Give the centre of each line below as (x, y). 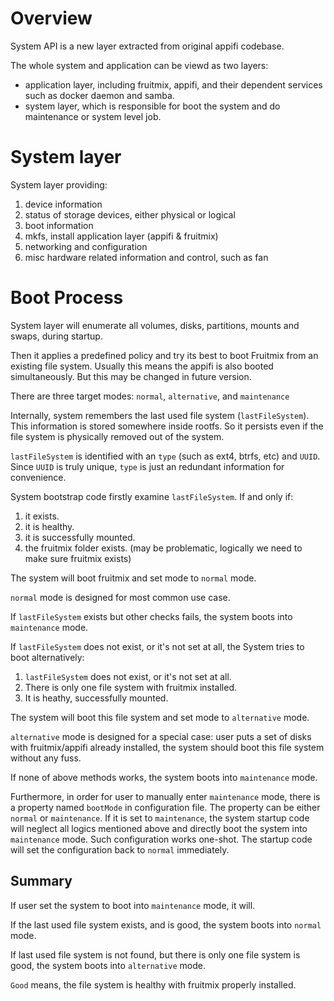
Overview (51, 18)
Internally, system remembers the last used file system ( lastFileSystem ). (160, 415)
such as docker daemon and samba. (99, 95)
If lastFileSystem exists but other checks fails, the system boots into (151, 616)
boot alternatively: (47, 657)
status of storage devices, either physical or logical (130, 214)
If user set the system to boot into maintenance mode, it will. (133, 905)
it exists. (42, 516)
